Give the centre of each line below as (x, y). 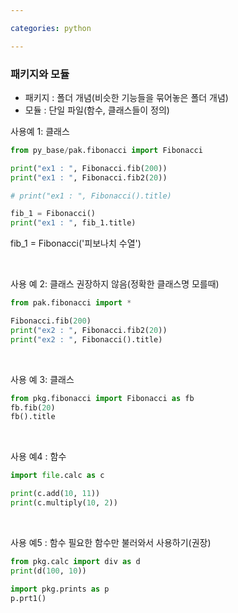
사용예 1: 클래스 (40, 131)
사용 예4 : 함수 (38, 457)
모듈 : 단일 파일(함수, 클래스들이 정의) (97, 110)
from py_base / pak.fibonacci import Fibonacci (106, 150)
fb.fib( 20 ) (33, 407)
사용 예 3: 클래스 (42, 379)
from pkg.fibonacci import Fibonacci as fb (102, 398)
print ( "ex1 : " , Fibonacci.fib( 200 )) (89, 168)
